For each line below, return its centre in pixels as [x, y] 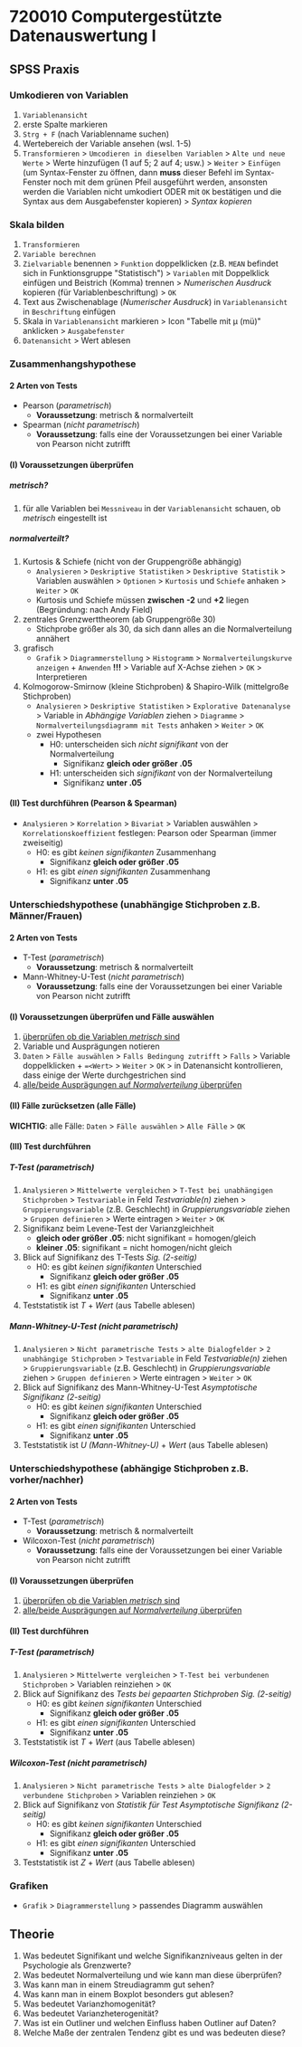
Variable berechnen [59, 255]
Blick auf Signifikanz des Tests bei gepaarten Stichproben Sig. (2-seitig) [157, 1693]
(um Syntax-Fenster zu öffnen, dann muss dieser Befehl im [133, 172]
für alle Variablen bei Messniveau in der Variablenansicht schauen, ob [151, 508]
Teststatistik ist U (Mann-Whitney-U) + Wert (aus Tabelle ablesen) [145, 1445]
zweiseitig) [42, 843]
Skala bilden [37, 224]
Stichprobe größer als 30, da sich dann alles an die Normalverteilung [164, 628]
